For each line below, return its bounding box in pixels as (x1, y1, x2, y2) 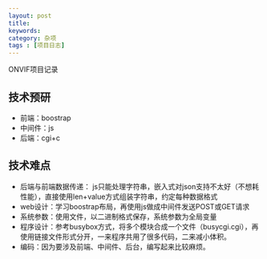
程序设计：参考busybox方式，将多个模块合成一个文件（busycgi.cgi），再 (19, 221, 259, 231)
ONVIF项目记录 (8, 65, 59, 75)
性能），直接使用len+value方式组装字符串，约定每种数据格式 (19, 192, 218, 201)
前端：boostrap (19, 113, 71, 123)
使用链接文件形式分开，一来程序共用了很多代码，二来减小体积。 (19, 232, 231, 241)
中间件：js (19, 123, 55, 132)
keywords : (8, 26, 42, 34)
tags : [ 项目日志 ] (8, 42, 66, 50)
